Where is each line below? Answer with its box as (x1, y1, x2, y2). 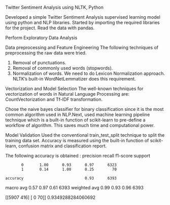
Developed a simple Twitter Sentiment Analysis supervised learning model (5, 14, 161, 20)
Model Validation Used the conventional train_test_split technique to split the (5, 132, 165, 138)
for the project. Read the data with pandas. (5, 25, 95, 31)
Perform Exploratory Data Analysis (5, 35, 78, 40)
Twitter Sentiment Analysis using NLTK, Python (5, 5, 104, 10)
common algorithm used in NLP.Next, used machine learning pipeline (5, 111, 150, 117)
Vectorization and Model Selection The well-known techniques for (5, 86, 144, 92)
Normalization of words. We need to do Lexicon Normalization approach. (12, 70, 165, 76)
